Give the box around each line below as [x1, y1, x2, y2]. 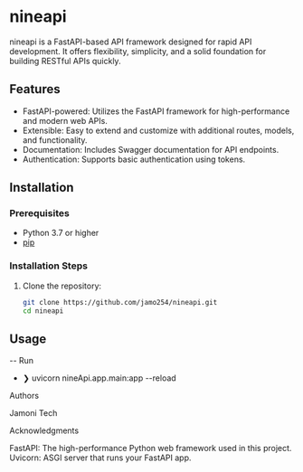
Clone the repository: [22, 280, 102, 291]
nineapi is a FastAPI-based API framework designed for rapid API [9, 36, 252, 47]
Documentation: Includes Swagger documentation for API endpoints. [22, 144, 279, 155]
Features [9, 81, 61, 97]
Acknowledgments [9, 425, 80, 436]
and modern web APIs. [22, 115, 109, 126]
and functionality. [22, 134, 88, 146]
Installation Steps [9, 260, 89, 272]
